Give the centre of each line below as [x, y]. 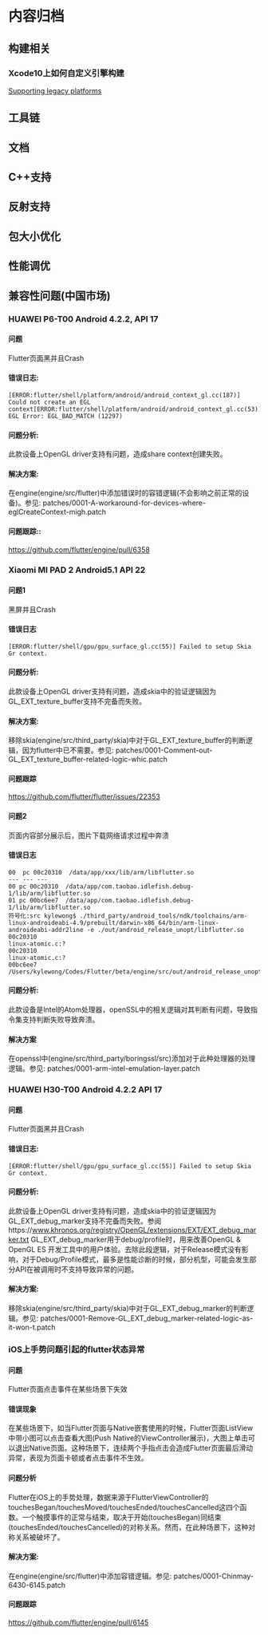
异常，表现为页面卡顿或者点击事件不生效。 [78, 1458]
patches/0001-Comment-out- [164, 750]
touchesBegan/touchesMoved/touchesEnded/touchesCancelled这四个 [124, 1507]
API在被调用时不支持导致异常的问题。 [77, 1269]
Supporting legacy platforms [55, 91]
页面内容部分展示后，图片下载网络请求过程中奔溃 [89, 835]
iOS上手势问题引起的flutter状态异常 [77, 1349]
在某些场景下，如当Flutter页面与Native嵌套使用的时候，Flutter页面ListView [131, 1428]
